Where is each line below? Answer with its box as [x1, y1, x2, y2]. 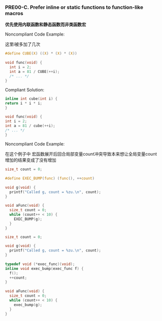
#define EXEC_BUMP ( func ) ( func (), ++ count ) [5, 176, 95, 181]
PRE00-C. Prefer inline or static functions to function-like [5, 4, 144, 11]
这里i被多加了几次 [5, 41, 40, 47]
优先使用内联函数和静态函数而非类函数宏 [5, 21, 86, 28]
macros [5, 10, 23, 17]
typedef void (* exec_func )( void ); [5, 262, 75, 267]
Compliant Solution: [5, 87, 45, 93]
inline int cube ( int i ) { [5, 96, 57, 101]
